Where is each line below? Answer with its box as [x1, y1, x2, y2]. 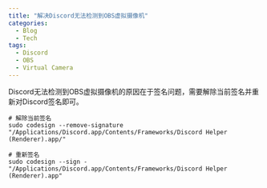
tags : [8, 42, 26, 50]
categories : [8, 19, 48, 27]
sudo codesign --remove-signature [8, 121, 124, 129]
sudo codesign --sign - [8, 158, 88, 166]
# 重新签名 [8, 150, 40, 158]
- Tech [15, 34, 38, 42]
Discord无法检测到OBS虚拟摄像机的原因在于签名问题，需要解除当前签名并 [8, 86, 253, 96]
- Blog [15, 26, 38, 34]
